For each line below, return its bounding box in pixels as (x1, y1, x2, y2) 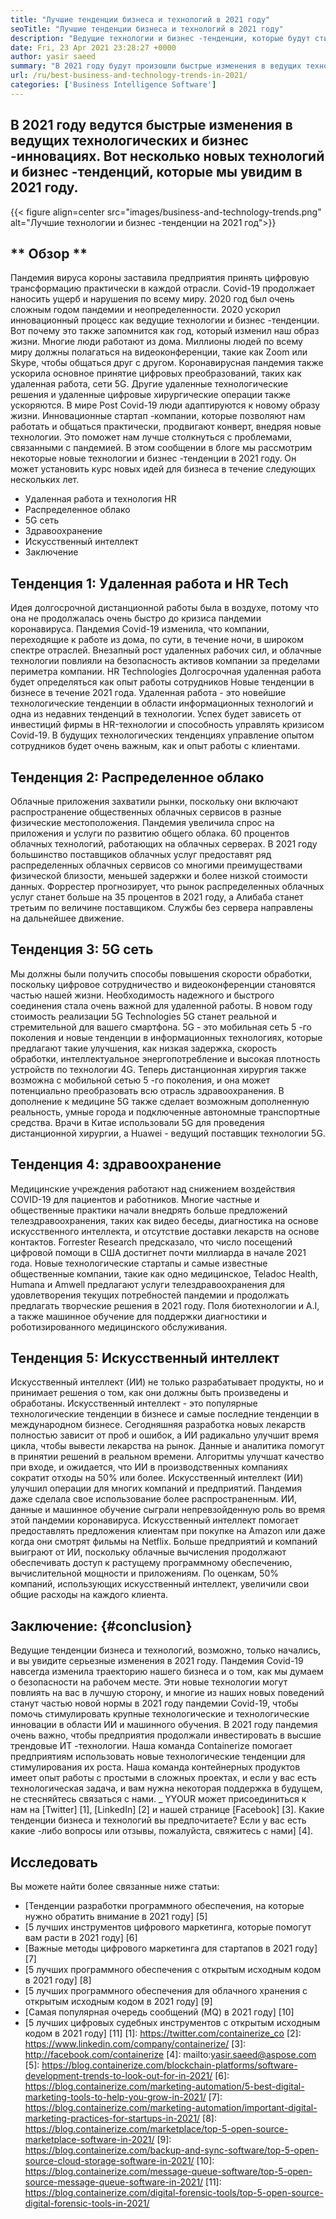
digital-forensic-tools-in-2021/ (24, 2197, 150, 2210)
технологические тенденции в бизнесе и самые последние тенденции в (10, 1408, 320, 1420)
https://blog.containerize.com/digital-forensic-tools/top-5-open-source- (24, 2187, 324, 2199)
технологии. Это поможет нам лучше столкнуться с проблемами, (10, 431, 292, 443)
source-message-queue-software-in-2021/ (24, 2176, 204, 2188)
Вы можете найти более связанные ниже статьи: (10, 1881, 220, 1893)
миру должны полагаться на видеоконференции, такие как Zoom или (10, 346, 308, 358)
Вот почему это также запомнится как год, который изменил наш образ (10, 325, 320, 337)
